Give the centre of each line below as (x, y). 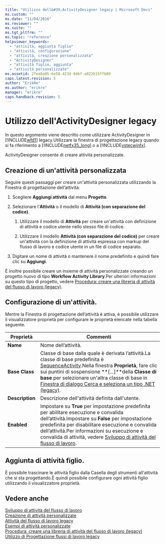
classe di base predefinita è (72, 359)
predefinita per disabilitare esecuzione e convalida (98, 425)
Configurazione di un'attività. (51, 302)
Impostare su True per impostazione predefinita (95, 406)
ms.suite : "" (18, 28)
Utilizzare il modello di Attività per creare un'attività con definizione (88, 221)
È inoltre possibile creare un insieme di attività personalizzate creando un (79, 271)
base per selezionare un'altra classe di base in (94, 378)
